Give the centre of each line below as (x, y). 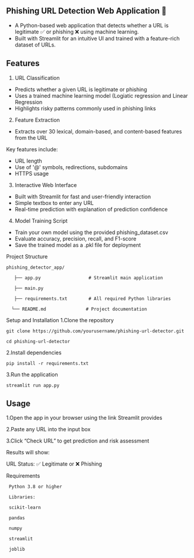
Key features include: (32, 149)
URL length (28, 161)
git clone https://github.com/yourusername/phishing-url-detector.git (95, 331)
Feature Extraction (37, 120)
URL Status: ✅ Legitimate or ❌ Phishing (54, 464)
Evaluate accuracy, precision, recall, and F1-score (75, 238)
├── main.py (29, 288)
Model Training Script (41, 220)
